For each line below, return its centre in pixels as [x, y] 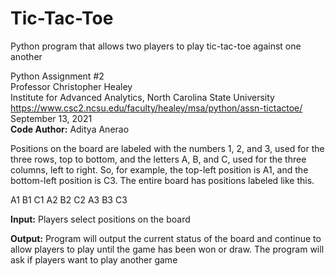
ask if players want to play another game [94, 259]
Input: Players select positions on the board [100, 219]
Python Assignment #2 [57, 76]
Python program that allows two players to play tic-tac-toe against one [156, 46]
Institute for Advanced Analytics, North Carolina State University [142, 97]
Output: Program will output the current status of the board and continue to [166, 238]
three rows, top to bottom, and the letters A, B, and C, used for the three [158, 159]
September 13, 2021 [51, 118]
